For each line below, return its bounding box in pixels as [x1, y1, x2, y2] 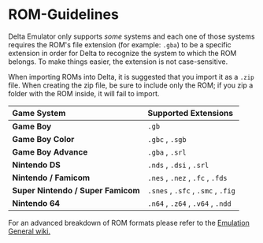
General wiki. [8, 226, 51, 236]
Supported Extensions [147, 107, 234, 118]
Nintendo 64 [12, 197, 61, 208]
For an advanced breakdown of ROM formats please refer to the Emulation [8, 218, 250, 227]
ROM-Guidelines [8, 6, 120, 24]
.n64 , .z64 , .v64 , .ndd [147, 197, 232, 208]
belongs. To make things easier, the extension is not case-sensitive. [8, 57, 228, 66]
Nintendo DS [12, 159, 61, 170]
